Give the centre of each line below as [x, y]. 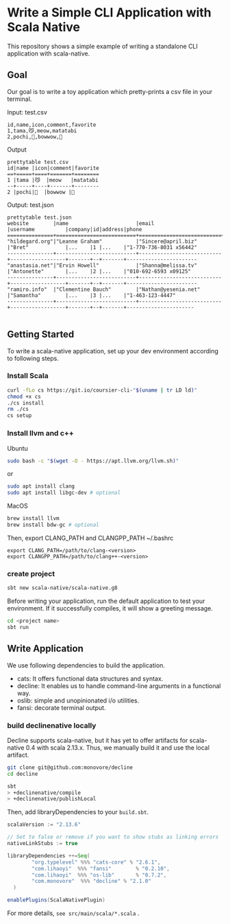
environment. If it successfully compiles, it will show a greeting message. [110, 608]
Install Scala [28, 376]
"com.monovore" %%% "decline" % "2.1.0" [92, 881]
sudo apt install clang [41, 486]
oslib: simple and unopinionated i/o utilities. [78, 700]
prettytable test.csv [38, 162]
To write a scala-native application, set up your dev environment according [113, 351]
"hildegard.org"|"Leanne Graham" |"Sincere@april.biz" [102, 241]
